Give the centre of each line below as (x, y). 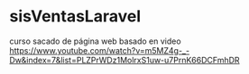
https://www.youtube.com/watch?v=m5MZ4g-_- (100, 50)
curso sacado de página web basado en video (96, 41)
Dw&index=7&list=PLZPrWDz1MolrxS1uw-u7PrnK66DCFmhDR (125, 60)
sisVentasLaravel (75, 16)
